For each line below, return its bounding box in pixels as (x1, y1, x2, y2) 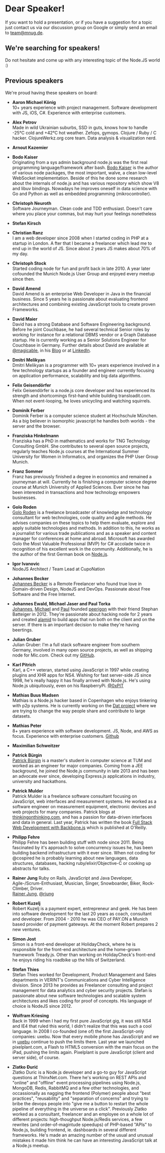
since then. (12, 276, 35, 282)
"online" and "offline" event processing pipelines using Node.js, (12, 1080, 141, 1086)
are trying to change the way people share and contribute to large (12, 708, 146, 714)
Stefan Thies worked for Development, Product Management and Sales (12, 971, 157, 978)
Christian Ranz (12, 230, 43, 235)
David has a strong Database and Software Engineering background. (12, 321, 151, 327)
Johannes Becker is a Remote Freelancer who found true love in (12, 581, 142, 587)
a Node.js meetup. (12, 1142, 50, 1148)
